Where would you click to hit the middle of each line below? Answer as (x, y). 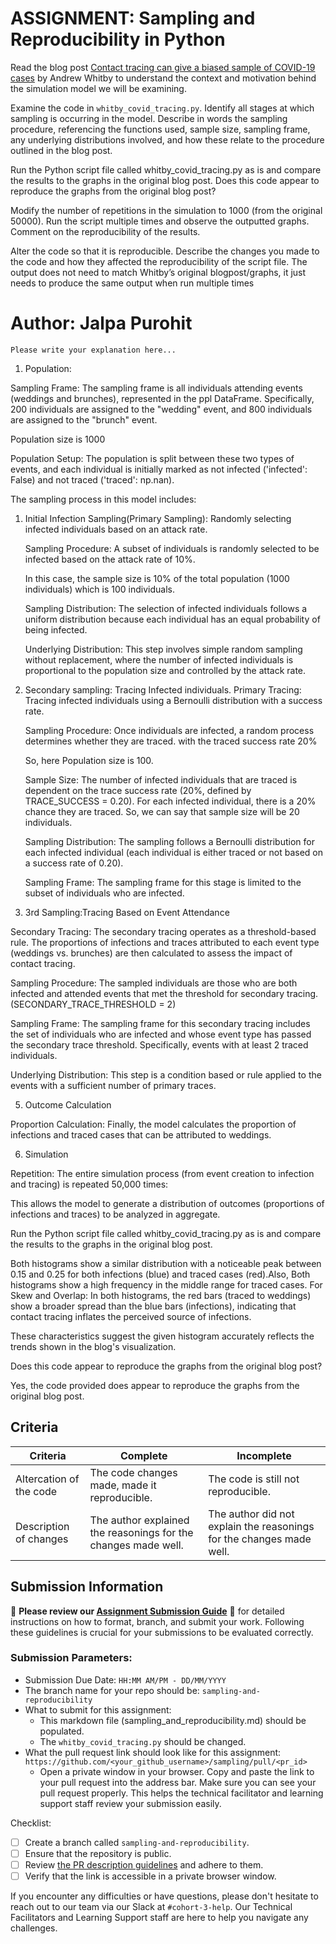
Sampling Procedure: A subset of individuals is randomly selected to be (172, 548)
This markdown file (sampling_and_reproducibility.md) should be (173, 1720)
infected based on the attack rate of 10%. (110, 559)
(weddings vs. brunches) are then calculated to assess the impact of (151, 953)
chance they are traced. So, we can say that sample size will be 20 (162, 811)
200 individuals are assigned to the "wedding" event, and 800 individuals (161, 409)
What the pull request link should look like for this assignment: (153, 1752)
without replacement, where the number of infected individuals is (159, 659)
